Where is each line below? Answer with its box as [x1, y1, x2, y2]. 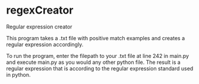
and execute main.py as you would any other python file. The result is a [6, 59, 181, 66]
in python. [6, 71, 31, 78]
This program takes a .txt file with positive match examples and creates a [6, 34, 185, 41]
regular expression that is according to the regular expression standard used [6, 64, 194, 72]
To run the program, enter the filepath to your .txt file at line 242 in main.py [6, 52, 189, 59]
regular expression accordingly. [6, 41, 84, 48]
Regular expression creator [6, 23, 72, 30]
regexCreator [6, 4, 74, 17]
